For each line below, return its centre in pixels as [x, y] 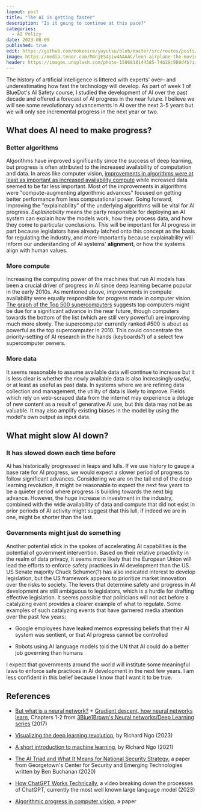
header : [16, 62]
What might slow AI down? [57, 436]
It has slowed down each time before [61, 453]
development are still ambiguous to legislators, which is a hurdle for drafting [100, 591]
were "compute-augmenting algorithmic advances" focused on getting [94, 193]
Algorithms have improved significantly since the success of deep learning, [99, 161]
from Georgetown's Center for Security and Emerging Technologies [99, 765]
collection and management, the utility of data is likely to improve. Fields [96, 391]
